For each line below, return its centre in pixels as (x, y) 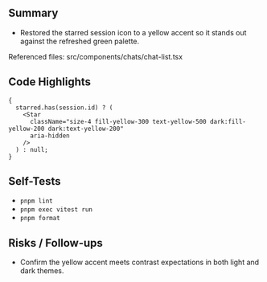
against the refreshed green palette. (80, 41)
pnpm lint (37, 201)
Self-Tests (35, 181)
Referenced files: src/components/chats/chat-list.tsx (96, 56)
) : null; (32, 149)
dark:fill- (228, 121)
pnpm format (40, 219)
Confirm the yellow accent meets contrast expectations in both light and (140, 262)
